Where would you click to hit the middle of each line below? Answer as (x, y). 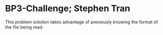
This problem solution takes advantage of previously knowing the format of (81, 22)
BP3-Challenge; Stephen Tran (68, 9)
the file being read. (24, 27)
